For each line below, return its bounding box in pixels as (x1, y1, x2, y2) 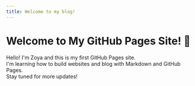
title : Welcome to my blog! (6, 8, 76, 15)
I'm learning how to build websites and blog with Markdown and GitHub (6, 60, 181, 67)
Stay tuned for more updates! (6, 72, 78, 80)
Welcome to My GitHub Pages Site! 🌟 (6, 34, 191, 47)
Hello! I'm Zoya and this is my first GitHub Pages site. (6, 54, 136, 61)
